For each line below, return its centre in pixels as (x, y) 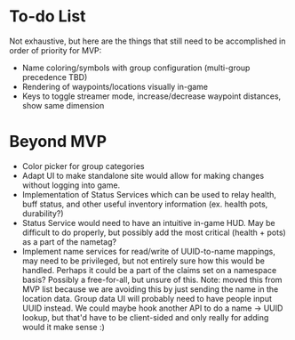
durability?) (43, 213)
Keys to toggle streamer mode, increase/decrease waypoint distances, (151, 96)
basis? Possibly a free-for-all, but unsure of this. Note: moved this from (152, 279)
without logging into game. (71, 185)
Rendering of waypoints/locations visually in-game (115, 86)
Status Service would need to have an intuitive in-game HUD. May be (148, 223)
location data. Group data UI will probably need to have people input (147, 298)
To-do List (48, 16)
